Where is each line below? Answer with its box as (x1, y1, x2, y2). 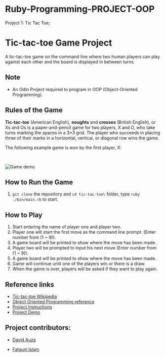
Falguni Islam (12, 346, 40, 352)
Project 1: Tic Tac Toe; (5, 20, 50, 26)
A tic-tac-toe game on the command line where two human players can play (5, 53, 160, 59)
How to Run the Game (5, 178, 73, 186)
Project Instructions (12, 304, 52, 310)
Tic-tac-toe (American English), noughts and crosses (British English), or (5, 119, 156, 125)
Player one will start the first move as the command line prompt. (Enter (12, 229, 156, 235)
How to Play (5, 210, 43, 219)
